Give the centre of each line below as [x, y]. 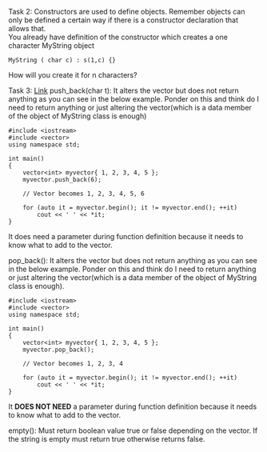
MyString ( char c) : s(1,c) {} [62, 60]
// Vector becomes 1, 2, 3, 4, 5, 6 [84, 194]
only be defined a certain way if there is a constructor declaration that [123, 20]
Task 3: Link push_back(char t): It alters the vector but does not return [124, 90]
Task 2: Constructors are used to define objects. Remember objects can [127, 12]
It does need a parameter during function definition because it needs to [126, 236]
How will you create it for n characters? [73, 75]
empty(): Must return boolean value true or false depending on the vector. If [133, 430]
